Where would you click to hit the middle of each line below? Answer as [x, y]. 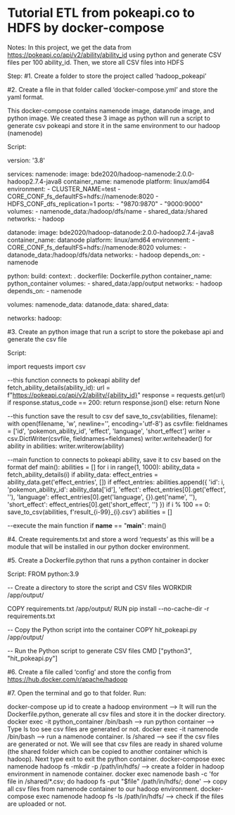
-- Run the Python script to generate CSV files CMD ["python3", [100, 650]
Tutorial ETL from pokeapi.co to [101, 13]
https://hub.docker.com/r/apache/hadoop [68, 679]
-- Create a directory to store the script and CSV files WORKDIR [100, 587]
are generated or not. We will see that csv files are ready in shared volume [115, 744]
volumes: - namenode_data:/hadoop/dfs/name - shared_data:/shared [108, 211]
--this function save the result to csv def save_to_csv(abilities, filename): [113, 416]
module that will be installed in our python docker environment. [99, 546]
